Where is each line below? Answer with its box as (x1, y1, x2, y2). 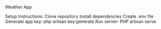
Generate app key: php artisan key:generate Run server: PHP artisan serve (5, 19, 157, 24)
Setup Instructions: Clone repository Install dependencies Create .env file (5, 14, 154, 19)
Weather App (5, 4, 32, 10)
